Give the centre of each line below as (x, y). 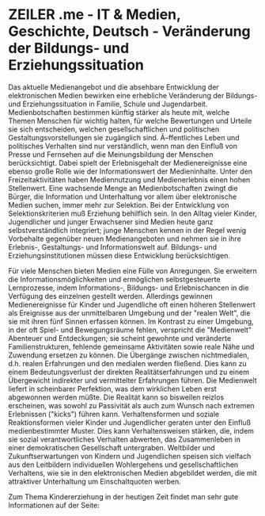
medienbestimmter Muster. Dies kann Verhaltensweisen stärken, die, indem (131, 430)
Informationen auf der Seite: (54, 505)
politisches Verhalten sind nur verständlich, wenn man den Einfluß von (123, 146)
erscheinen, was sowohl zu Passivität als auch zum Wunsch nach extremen (131, 405)
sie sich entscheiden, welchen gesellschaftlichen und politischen (114, 129)
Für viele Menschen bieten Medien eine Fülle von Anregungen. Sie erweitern (132, 270)
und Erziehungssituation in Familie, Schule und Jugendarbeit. (108, 104)
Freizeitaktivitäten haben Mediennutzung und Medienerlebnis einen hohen (129, 179)
